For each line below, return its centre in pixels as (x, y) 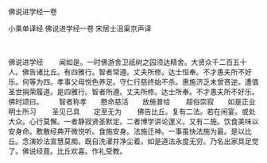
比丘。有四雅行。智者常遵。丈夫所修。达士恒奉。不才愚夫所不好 (147, 72)
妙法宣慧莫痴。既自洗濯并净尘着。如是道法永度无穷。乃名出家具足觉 (147, 141)
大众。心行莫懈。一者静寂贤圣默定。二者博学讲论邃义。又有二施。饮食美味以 (133, 121)
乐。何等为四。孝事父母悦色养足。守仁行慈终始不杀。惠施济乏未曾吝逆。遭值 (133, 82)
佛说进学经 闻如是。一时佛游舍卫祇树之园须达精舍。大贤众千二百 (120, 62)
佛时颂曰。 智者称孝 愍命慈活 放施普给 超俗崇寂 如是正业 (132, 102)
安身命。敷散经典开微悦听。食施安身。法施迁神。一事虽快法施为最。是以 (126, 131)
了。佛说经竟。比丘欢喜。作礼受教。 (68, 151)
